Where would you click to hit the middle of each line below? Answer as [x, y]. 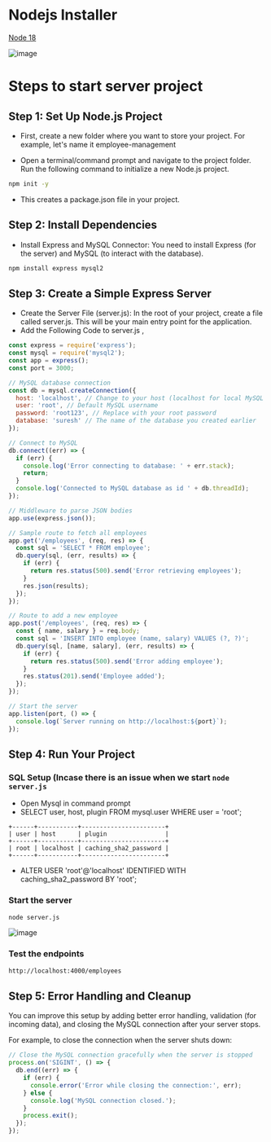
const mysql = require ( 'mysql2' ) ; [67, 353]
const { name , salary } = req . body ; [78, 631]
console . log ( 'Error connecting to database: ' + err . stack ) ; [129, 466]
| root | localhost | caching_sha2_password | [89, 849]
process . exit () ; [51, 1116]
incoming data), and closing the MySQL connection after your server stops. [135, 1025]
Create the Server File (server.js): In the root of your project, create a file [141, 313]
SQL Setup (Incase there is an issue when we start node [119, 777]
